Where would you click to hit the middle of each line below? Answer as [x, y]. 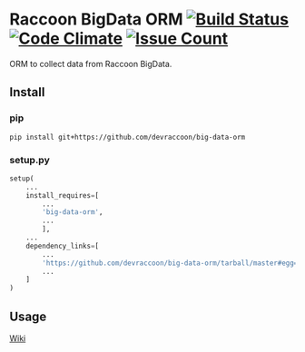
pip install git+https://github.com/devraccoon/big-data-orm [128, 137]
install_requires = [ [63, 195]
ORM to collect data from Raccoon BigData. [91, 64]
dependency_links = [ [63, 246]
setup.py [30, 160]
